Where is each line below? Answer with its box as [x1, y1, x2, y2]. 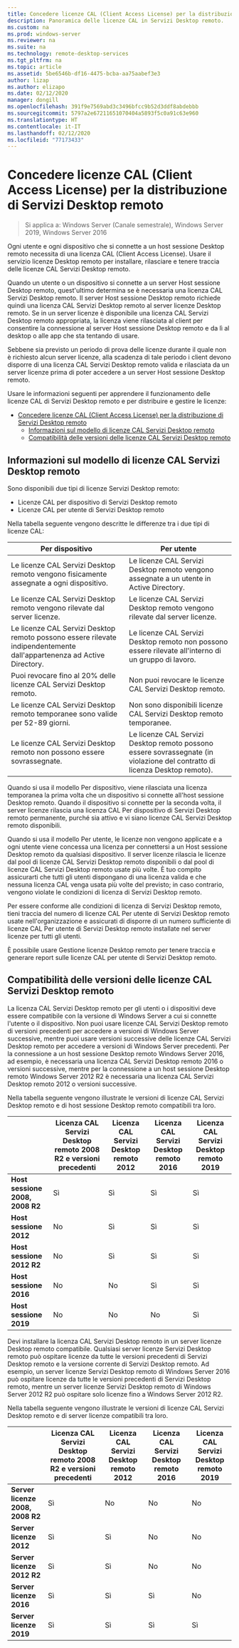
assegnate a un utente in [129, 574, 211, 583]
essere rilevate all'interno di [129, 646, 222, 655]
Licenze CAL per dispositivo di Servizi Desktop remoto [17, 498, 178, 506]
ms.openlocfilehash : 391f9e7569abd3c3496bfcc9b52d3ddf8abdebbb [7, 103, 199, 110]
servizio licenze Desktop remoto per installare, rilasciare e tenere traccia [7, 257, 220, 266]
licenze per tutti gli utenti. [7, 932, 82, 940]
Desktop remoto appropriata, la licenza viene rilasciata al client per [7, 316, 203, 325]
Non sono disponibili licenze [129, 700, 223, 709]
